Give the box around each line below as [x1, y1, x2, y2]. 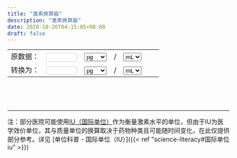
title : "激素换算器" [7, 10, 62, 18]
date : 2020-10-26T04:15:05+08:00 [7, 23, 106, 30]
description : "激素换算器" [7, 17, 81, 24]
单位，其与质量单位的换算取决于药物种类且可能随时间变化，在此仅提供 [25, 126, 230, 135]
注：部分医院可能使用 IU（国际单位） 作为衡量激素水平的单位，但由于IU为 [7, 117, 218, 126]
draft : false [7, 29, 46, 37]
